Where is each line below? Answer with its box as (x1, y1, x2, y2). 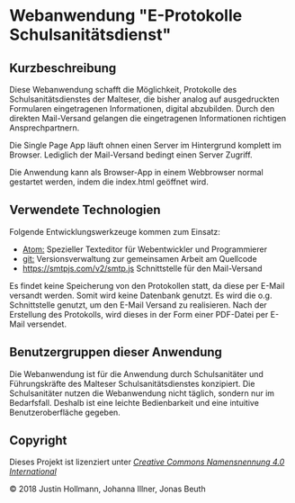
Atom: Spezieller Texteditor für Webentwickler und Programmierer (22, 244, 268, 255)
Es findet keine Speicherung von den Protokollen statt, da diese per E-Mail (9, 280, 285, 291)
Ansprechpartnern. (9, 122, 80, 133)
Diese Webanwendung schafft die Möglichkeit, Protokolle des (9, 85, 237, 94)
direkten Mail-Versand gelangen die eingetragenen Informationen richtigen (9, 113, 286, 123)
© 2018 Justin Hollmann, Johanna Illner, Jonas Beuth (9, 483, 206, 495)
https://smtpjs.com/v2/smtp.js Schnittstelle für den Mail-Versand (22, 263, 263, 274)
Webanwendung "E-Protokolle (9, 5, 243, 26)
